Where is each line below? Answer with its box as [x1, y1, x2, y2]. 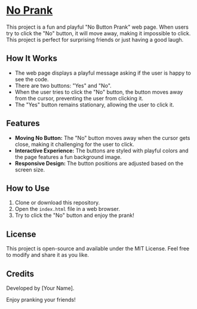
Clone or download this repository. [14, 199, 100, 206]
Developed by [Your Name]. [6, 284, 75, 292]
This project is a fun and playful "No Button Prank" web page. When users [6, 23, 189, 30]
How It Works [6, 53, 58, 63]
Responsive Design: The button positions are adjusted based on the [14, 160, 184, 167]
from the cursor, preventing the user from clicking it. [14, 94, 144, 102]
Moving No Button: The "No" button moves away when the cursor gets [14, 134, 190, 141]
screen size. [14, 166, 45, 173]
